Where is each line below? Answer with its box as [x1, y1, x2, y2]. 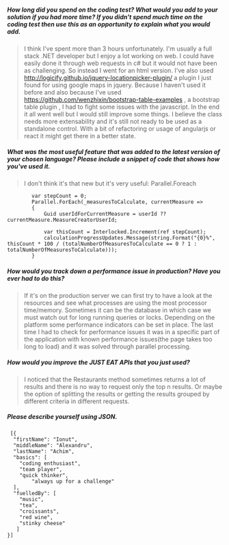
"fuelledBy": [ [13, 490, 57, 496]
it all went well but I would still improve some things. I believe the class [23, 110, 222, 118]
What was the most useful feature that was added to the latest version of [7, 147, 221, 155]
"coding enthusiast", [19, 459, 81, 467]
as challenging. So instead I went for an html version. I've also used [23, 66, 214, 75]
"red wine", [19, 514, 53, 520]
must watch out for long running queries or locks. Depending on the [23, 313, 215, 321]
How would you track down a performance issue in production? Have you [7, 267, 221, 275]
